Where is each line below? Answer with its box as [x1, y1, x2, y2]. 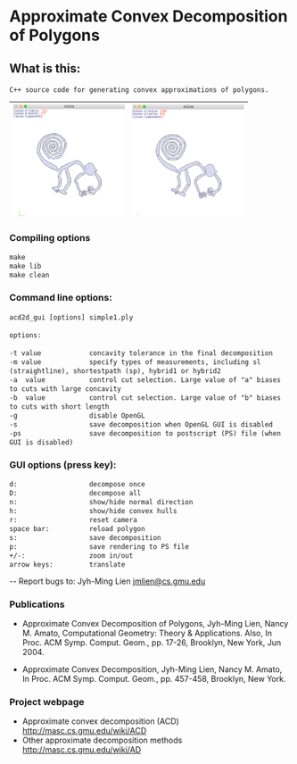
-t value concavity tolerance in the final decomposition [9, 348, 274, 358]
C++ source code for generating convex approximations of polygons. [9, 86, 269, 95]
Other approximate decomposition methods [21, 735, 183, 746]
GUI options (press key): [9, 458, 117, 470]
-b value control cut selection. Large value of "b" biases [9, 393, 281, 403]
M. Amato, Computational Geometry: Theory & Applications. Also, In [21, 627, 272, 639]
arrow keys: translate [9, 560, 126, 569]
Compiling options [9, 231, 91, 244]
